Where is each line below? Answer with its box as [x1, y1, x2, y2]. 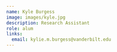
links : [6, 31, 23, 37]
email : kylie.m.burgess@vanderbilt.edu [11, 36, 112, 42]
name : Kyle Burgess [6, 8, 55, 15]
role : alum [6, 25, 34, 32]
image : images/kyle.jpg [6, 14, 66, 20]
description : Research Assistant [6, 20, 90, 26]
